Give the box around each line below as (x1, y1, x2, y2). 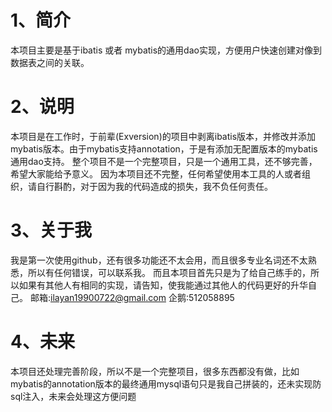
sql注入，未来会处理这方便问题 (10, 390, 137, 402)
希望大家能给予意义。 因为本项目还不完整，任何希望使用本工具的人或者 (10, 167, 302, 180)
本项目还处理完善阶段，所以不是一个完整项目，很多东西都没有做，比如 (10, 365, 300, 377)
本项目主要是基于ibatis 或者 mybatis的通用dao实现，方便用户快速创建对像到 (10, 44, 322, 56)
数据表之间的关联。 (10, 56, 90, 68)
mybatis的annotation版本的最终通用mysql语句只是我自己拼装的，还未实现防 (10, 377, 322, 390)
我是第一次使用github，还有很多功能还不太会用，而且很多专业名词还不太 (10, 254, 308, 266)
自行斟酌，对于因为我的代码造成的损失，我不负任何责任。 (36, 180, 273, 192)
